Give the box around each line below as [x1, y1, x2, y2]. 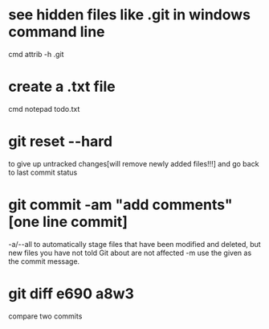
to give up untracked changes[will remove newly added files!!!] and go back [8, 158, 259, 168]
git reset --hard [8, 133, 113, 150]
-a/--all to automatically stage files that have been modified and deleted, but [8, 239, 261, 249]
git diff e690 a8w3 [8, 284, 135, 302]
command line [8, 23, 106, 41]
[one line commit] [8, 213, 128, 231]
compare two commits [8, 311, 83, 321]
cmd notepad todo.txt [8, 104, 80, 113]
